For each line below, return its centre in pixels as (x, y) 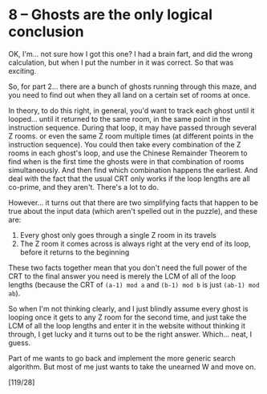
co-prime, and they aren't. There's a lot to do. (83, 187)
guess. (19, 343)
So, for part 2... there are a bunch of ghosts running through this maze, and (132, 86)
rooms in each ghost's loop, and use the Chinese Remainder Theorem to (128, 153)
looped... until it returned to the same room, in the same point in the (119, 119)
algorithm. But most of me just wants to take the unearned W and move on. (132, 367)
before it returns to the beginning (75, 252)
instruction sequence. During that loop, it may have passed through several (132, 127)
